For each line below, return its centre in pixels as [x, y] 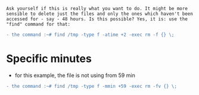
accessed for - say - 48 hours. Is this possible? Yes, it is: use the [97, 19]
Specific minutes [49, 59]
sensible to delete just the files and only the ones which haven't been [100, 14]
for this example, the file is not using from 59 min [75, 75]
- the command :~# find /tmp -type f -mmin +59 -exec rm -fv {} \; [92, 86]
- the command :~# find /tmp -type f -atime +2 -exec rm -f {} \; [90, 35]
